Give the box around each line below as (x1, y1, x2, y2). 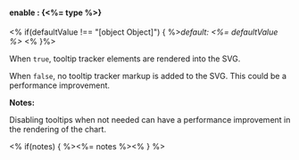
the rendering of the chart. (9, 124, 107, 135)
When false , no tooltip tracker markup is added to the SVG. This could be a (9, 71, 287, 82)
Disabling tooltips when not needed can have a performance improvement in (9, 115, 291, 125)
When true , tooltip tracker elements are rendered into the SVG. (9, 53, 241, 64)
